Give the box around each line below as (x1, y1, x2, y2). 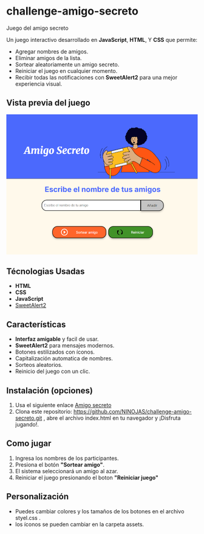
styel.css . (15, 514, 41, 521)
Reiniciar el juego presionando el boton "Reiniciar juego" (15, 474, 159, 481)
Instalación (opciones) (6, 385, 93, 395)
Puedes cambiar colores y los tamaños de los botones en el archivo (15, 507, 185, 515)
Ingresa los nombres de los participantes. (15, 454, 120, 462)
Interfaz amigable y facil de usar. (15, 335, 99, 343)
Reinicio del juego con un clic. (15, 368, 90, 375)
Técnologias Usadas (6, 266, 85, 277)
